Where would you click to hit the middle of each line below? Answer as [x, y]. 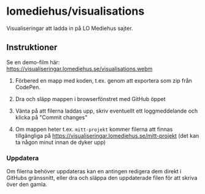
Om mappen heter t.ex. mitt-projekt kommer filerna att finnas [94, 129]
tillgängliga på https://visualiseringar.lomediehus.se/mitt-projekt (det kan [107, 135]
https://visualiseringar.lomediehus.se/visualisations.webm [79, 69]
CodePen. [28, 87]
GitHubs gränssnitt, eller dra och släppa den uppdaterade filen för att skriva [102, 178]
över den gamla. [27, 184]
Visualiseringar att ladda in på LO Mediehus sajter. [70, 28]
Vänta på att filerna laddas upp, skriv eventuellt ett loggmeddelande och [106, 111]
